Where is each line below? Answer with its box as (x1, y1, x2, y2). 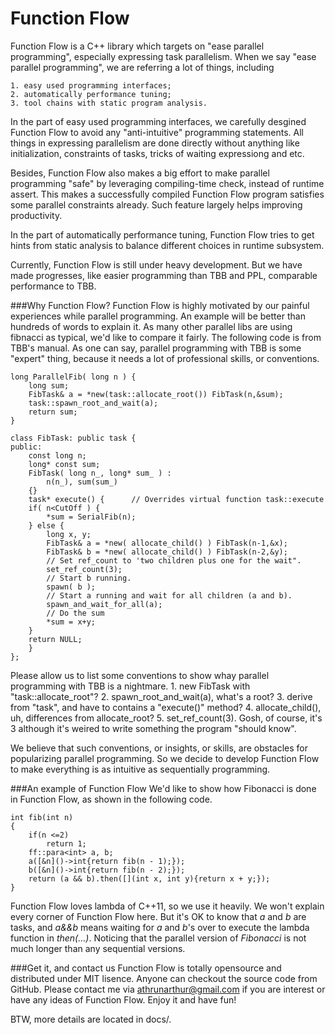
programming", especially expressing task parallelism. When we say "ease (10, 50, 317, 62)
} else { (28, 520, 65, 531)
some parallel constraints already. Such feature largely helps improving (10, 198, 303, 211)
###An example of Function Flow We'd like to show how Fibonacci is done (10, 782, 317, 794)
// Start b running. (46, 573, 132, 583)
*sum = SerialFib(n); (46, 512, 137, 522)
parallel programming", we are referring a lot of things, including (10, 61, 275, 73)
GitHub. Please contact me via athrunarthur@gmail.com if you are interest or (10, 983, 326, 995)
